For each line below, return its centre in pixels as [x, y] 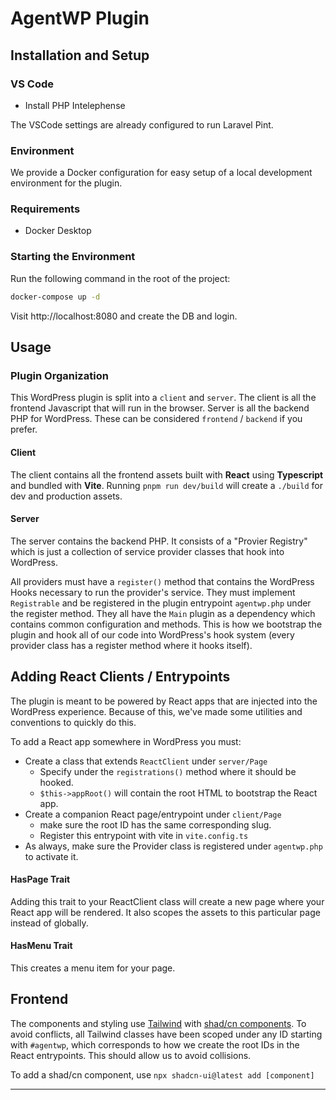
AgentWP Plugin [80, 18]
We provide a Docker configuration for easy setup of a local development [161, 173]
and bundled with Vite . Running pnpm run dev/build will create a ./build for [167, 485]
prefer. [24, 429]
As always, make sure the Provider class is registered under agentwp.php [173, 846]
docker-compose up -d [55, 297]
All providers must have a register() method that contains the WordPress [162, 581]
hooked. [56, 782]
